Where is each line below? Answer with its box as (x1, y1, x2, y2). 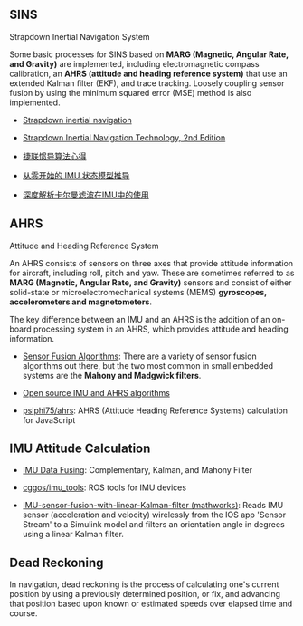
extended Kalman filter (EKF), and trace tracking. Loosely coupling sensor (9, 77, 285, 89)
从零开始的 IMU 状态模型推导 (22, 169, 130, 180)
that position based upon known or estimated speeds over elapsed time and (9, 598, 293, 610)
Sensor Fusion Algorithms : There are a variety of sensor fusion (22, 351, 257, 361)
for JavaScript (22, 414, 76, 425)
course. (9, 608, 38, 619)
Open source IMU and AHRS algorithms (22, 387, 170, 398)
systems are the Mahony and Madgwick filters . (22, 370, 202, 380)
